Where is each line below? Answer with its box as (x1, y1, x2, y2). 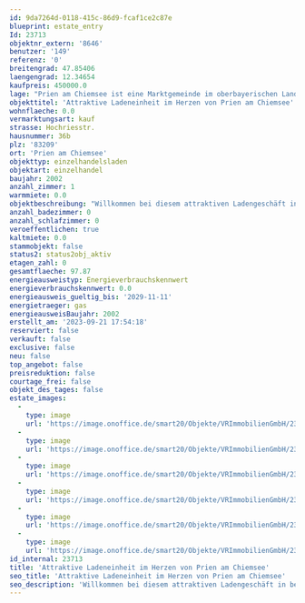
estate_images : (9, 394, 67, 403)
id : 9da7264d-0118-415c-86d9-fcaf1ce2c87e (9, 13, 172, 23)
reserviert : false (9, 327, 79, 336)
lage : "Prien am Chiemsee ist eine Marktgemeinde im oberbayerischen (9, 89, 279, 98)
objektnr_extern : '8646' (9, 38, 103, 48)
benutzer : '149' (9, 47, 71, 56)
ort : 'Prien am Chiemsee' (9, 148, 107, 157)
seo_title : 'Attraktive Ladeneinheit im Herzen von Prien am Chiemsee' (9, 571, 286, 580)
